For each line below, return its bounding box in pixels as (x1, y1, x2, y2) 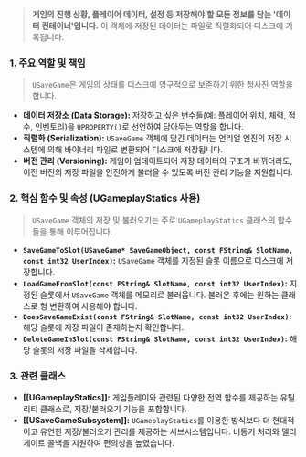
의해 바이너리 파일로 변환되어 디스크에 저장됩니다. (47, 144, 224, 155)
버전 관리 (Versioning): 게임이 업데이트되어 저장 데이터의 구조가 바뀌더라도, (22, 155, 293, 167)
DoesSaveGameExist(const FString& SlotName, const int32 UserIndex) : (22, 310, 292, 322)
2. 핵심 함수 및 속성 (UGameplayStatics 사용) (9, 192, 201, 204)
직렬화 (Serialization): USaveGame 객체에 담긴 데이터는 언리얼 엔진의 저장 (22, 132, 283, 144)
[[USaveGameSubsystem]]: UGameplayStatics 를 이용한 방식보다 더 (22, 414, 271, 425)
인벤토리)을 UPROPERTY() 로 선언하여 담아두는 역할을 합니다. (35, 121, 244, 132)
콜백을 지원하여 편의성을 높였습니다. (47, 437, 175, 448)
